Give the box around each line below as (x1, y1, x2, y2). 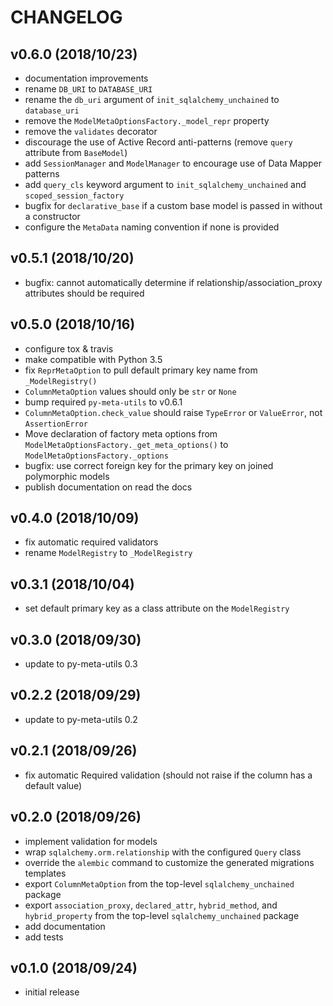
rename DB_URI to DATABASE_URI (24, 83, 153, 95)
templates (24, 867, 67, 879)
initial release (24, 986, 80, 998)
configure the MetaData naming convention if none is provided (24, 221, 280, 233)
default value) (24, 779, 83, 791)
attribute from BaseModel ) (24, 147, 128, 158)
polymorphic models (24, 470, 110, 482)
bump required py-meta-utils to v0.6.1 (24, 396, 183, 408)
